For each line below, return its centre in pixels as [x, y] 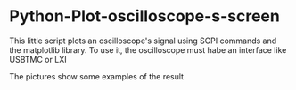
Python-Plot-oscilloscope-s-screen [145, 16]
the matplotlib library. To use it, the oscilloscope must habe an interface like [148, 49]
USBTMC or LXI [38, 59]
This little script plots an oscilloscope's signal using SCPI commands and [143, 41]
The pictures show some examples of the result [97, 76]
